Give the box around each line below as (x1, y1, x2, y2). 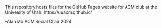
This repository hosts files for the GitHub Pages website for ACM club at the (5, 4, 157, 10)
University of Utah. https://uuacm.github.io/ (5, 9, 92, 15)
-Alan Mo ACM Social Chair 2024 (5, 19, 72, 24)
